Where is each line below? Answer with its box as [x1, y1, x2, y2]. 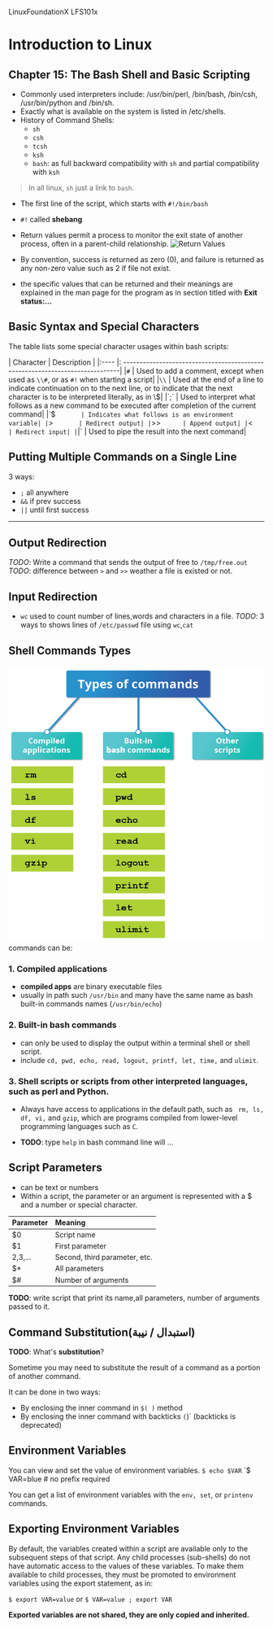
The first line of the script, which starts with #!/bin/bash [19, 199, 209, 208]
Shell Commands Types [8, 643, 132, 658]
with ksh [32, 167, 60, 177]
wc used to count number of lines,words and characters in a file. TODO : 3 [19, 611, 265, 621]
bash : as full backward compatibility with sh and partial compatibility [32, 159, 260, 168]
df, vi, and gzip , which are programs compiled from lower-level [19, 1113, 238, 1123]
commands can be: [8, 943, 73, 953]
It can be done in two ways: [8, 1387, 102, 1397]
